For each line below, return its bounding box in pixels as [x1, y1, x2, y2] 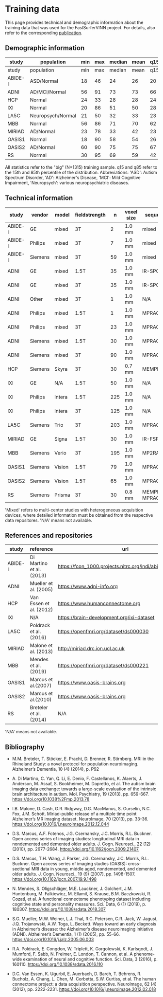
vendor [31, 211, 49, 218]
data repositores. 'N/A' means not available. [5, 517, 92, 523]
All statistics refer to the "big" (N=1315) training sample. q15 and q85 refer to [5, 164, 158, 170]
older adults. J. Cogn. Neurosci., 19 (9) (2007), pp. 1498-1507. [12, 871, 136, 877]
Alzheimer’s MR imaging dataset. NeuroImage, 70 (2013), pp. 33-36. [12, 816, 149, 822]
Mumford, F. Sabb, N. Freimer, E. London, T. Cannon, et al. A [12, 951, 133, 957]
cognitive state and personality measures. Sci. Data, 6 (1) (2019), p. [12, 901, 147, 907]
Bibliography [5, 743, 45, 751]
